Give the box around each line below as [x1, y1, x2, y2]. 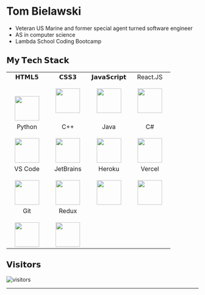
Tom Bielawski [6, 4, 81, 18]
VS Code [14, 164, 40, 173]
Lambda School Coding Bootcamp [15, 37, 102, 45]
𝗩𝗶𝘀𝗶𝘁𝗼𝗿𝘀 [6, 260, 41, 270]
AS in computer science [15, 31, 76, 38]
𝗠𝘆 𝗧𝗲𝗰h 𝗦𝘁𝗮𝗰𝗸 [6, 55, 70, 65]
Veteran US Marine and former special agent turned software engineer [15, 24, 193, 32]
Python [16, 122, 38, 131]
